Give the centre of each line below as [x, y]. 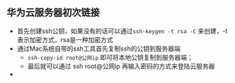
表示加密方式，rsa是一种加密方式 [65, 39]
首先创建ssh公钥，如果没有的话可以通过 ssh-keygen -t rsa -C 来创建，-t [122, 31]
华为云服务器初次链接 [53, 13]
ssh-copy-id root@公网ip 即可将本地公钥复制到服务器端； [110, 57]
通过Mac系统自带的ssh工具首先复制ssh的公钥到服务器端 [99, 49]
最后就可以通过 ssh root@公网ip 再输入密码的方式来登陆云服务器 [121, 66]
